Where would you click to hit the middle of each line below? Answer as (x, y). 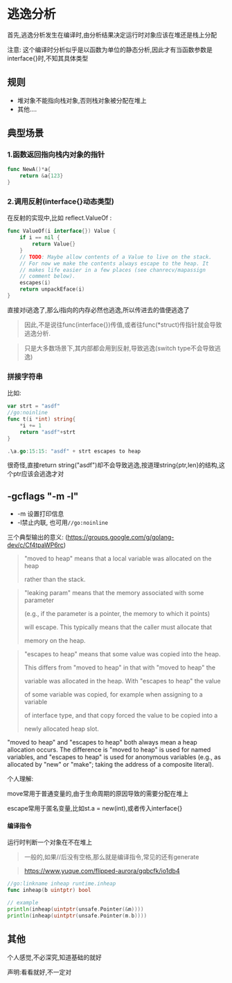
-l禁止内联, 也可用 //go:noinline (63, 523)
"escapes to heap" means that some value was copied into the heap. (122, 654)
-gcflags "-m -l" (43, 496)
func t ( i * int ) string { (42, 419)
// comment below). (48, 276)
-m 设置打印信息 (41, 514)
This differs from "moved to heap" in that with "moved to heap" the (120, 667)
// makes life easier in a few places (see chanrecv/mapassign (113, 270)
